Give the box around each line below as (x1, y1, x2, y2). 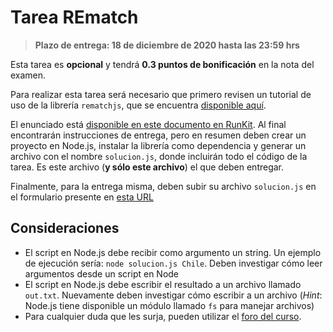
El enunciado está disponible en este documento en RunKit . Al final (10, 118, 287, 130)
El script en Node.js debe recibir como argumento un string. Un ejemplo (24, 246, 322, 258)
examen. (10, 69, 47, 81)
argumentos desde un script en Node (24, 267, 180, 280)
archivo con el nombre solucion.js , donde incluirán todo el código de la (10, 150, 308, 162)
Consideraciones (10, 220, 120, 237)
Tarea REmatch (10, 6, 139, 29)
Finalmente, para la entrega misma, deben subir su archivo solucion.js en (10, 180, 317, 192)
